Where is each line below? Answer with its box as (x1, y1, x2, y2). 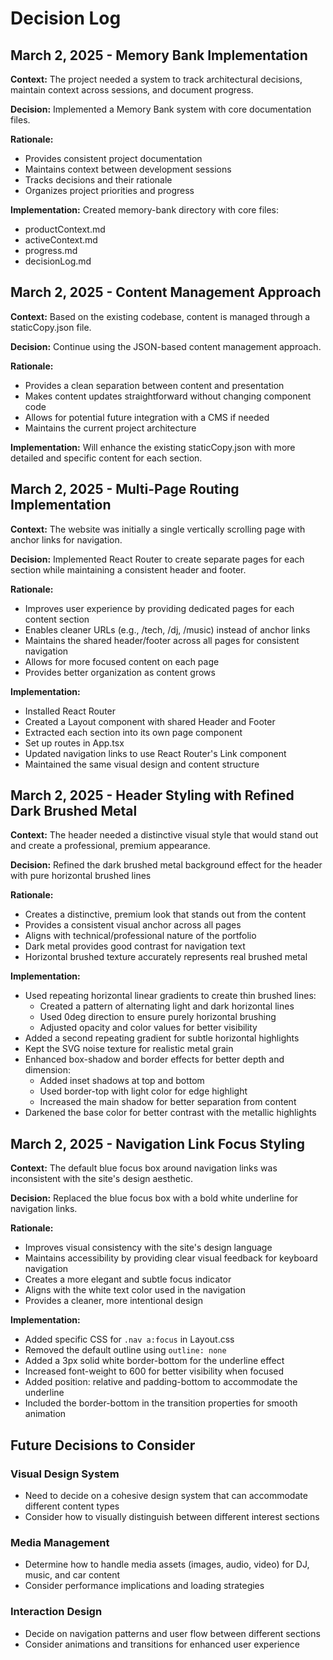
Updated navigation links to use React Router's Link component (24, 747, 287, 759)
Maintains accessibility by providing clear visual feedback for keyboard (24, 1252, 318, 1264)
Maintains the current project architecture (24, 422, 197, 434)
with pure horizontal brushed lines (10, 870, 152, 882)
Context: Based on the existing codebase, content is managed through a (10, 310, 311, 322)
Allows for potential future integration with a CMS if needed (24, 411, 270, 423)
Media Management (10, 1535, 110, 1549)
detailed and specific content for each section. (10, 452, 203, 464)
